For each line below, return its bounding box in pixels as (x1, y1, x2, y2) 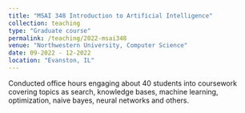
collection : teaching (8, 19, 81, 27)
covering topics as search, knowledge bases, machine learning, (8, 87, 219, 96)
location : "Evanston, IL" (8, 57, 94, 65)
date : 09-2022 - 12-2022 (8, 49, 91, 57)
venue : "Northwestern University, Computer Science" (8, 42, 188, 50)
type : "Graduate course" (8, 26, 91, 34)
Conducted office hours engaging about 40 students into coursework (8, 78, 238, 88)
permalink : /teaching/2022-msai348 (8, 34, 127, 42)
